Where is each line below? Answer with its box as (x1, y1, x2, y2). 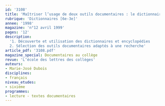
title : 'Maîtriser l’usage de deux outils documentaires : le (5, 12, 135, 17)
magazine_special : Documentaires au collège (5, 52, 98, 58)
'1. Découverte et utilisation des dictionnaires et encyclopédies (9, 39, 151, 44)
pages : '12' (5, 30, 29, 35)
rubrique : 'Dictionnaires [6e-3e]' (5, 16, 78, 21)
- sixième (5, 84, 26, 89)
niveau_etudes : (5, 80, 36, 85)
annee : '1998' (5, 21, 34, 26)
